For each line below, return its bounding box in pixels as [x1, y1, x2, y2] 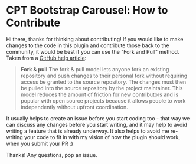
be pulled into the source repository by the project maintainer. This [20, 84, 183, 91]
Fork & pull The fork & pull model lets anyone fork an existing [20, 65, 169, 73]
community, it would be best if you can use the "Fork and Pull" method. [6, 48, 179, 55]
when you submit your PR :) [6, 140, 74, 147]
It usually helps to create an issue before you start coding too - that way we [6, 114, 190, 122]
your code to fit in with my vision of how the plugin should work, [24, 133, 180, 140]
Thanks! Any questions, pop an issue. [6, 151, 97, 158]
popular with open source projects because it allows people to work [20, 97, 186, 104]
